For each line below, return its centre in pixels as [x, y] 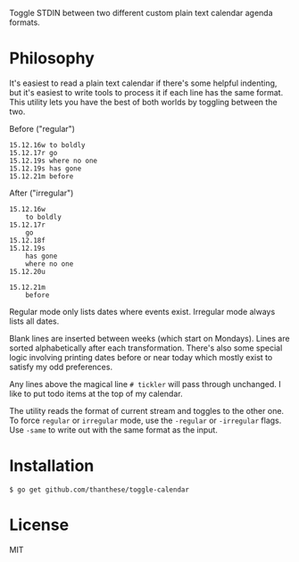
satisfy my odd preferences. [61, 367]
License [39, 525]
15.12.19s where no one [54, 161]
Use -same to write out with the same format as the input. [114, 430]
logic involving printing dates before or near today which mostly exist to [141, 357]
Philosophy [52, 58]
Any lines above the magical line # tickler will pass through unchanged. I [145, 384]
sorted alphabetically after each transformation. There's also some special [146, 348]
